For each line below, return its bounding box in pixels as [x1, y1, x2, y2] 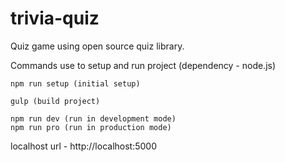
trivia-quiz [10, 7, 100, 30]
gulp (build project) [10, 96, 101, 106]
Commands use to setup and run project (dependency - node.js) [10, 59, 277, 71]
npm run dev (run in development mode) [10, 113, 177, 124]
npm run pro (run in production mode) [10, 122, 172, 132]
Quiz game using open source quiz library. [10, 40, 185, 52]
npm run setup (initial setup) [10, 78, 141, 89]
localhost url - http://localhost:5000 [10, 140, 158, 152]
